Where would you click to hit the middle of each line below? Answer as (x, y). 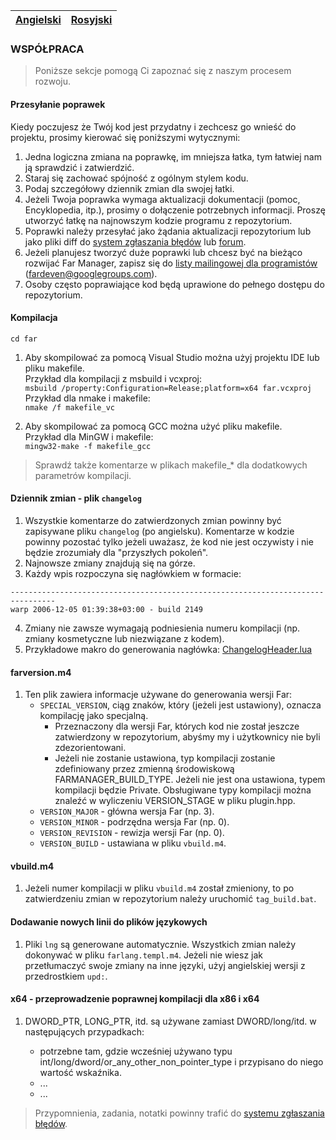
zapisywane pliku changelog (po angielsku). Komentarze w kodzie (159, 531)
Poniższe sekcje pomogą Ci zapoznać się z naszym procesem (163, 71)
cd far (24, 339)
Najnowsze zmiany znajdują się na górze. (110, 563)
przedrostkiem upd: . (66, 976)
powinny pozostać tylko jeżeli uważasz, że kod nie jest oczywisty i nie (169, 541)
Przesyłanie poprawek (58, 104)
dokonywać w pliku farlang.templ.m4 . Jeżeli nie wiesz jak (144, 955)
